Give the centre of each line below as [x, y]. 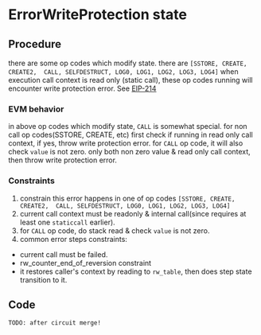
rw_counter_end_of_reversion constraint [86, 263]
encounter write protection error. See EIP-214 [82, 88]
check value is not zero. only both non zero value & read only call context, [129, 152]
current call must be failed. [64, 254]
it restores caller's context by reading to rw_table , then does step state [136, 271]
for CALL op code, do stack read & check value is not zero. [115, 230]
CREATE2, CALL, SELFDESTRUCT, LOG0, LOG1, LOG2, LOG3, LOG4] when [123, 72]
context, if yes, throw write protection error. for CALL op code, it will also [126, 143]
